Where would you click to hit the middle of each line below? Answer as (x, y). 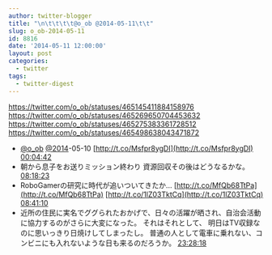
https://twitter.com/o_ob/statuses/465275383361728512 (102, 124)
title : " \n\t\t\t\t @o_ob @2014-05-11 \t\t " (81, 23)
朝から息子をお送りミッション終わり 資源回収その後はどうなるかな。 (134, 166)
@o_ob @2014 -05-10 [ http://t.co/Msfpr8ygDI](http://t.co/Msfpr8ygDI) (136, 148)
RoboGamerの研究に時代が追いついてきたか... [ (98, 185)
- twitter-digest (45, 83)
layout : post (30, 53)
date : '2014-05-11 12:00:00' (57, 46)
